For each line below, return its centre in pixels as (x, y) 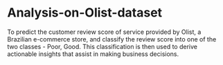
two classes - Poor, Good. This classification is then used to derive (102, 46)
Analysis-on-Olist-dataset (85, 13)
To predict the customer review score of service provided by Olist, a (104, 32)
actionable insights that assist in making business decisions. (93, 54)
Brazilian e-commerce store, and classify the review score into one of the (112, 39)
